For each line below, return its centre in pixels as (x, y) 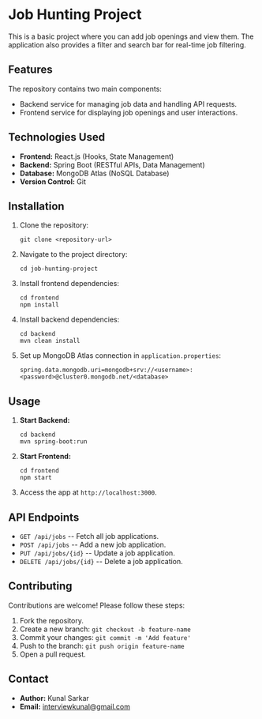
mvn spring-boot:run (53, 442)
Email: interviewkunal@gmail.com (75, 706)
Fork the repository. (52, 620)
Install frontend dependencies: (69, 284)
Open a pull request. (53, 654)
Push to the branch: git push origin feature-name (102, 646)
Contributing (40, 586)
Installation (36, 206)
